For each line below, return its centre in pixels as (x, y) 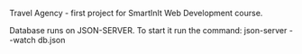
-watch (23, 40)
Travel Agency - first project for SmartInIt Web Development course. (136, 13)
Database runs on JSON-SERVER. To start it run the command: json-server (148, 30)
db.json (51, 40)
